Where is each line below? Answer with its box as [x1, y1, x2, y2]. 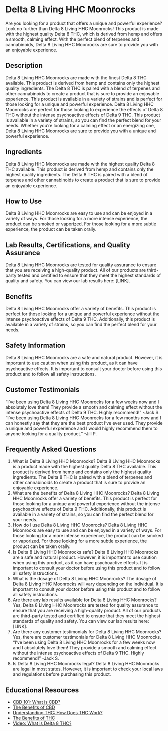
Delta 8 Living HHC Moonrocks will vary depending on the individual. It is [12, 581, 163, 587]
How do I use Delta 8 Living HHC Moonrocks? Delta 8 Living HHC [12, 522, 148, 528]
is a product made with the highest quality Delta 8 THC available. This [12, 464, 157, 470]
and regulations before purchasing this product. [12, 671, 111, 677]
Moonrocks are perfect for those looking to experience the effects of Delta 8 [5, 106, 163, 112]
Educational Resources [5, 686, 79, 694]
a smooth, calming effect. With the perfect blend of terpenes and [5, 36, 139, 42]
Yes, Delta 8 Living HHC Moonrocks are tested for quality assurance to [12, 602, 159, 608]
